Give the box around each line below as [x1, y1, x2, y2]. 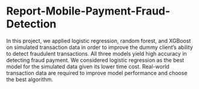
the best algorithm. [6, 76, 53, 83]
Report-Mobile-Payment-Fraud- [6, 4, 171, 18]
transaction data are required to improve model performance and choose [6, 69, 188, 76]
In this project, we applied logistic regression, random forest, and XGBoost [6, 37, 191, 44]
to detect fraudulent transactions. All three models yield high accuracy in [6, 50, 187, 57]
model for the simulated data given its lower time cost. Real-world [6, 62, 170, 70]
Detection [6, 17, 57, 31]
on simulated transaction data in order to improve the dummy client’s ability [6, 44, 193, 51]
